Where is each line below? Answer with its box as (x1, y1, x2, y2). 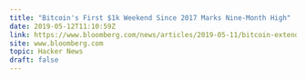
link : (9, 30, 30, 39)
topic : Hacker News (9, 47, 84, 56)
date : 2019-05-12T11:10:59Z (9, 22, 117, 31)
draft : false (9, 55, 59, 64)
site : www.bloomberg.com (9, 38, 104, 48)
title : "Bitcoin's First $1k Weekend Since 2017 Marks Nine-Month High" (9, 13, 291, 23)
